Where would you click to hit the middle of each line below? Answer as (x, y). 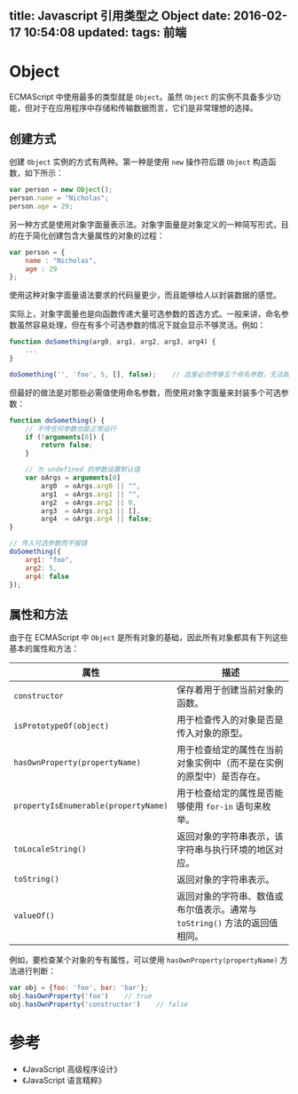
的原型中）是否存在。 (221, 777)
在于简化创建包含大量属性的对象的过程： (90, 235)
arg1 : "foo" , (49, 559)
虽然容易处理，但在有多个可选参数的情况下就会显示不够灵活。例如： (141, 325)
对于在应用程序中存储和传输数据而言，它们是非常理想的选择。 (145, 108)
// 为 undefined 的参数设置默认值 (82, 470)
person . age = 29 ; (41, 206)
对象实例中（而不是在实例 (230, 764)
